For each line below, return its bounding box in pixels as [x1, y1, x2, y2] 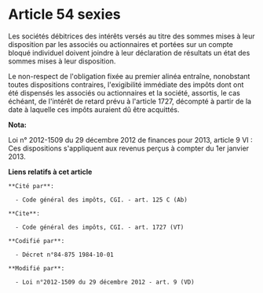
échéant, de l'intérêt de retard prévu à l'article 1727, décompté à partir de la [8, 96, 252, 106]
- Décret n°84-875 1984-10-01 [15, 251, 114, 259]
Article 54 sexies [8, 5, 122, 24]
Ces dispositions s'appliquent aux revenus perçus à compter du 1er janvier [8, 143, 250, 153]
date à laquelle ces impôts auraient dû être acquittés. [8, 104, 180, 114]
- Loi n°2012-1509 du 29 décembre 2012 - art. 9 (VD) [15, 278, 195, 286]
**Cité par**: [8, 182, 55, 190]
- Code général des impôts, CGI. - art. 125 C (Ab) [15, 196, 188, 204]
